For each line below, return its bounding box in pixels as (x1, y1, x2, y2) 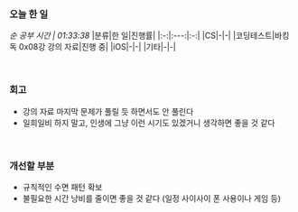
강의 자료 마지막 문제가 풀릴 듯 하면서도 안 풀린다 (22, 106, 194, 116)
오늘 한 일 (9, 7, 48, 20)
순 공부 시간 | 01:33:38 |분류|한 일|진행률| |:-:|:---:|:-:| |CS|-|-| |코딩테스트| (9, 30, 275, 41)
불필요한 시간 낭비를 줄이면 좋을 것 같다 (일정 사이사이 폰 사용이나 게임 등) (22, 192, 282, 204)
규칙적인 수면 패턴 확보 (22, 181, 103, 192)
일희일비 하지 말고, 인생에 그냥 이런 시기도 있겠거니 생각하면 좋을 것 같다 (22, 117, 275, 128)
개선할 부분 (9, 160, 55, 172)
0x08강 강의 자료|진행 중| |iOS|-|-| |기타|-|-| (18, 41, 176, 52)
